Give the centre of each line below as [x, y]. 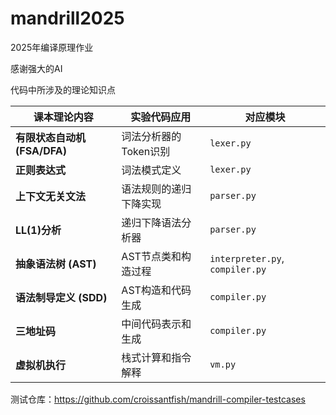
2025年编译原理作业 [52, 47]
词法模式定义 [151, 170]
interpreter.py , [247, 258]
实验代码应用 [161, 117]
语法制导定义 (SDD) [61, 297]
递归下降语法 [151, 222]
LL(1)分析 [38, 230]
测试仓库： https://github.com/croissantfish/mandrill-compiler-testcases [158, 399]
